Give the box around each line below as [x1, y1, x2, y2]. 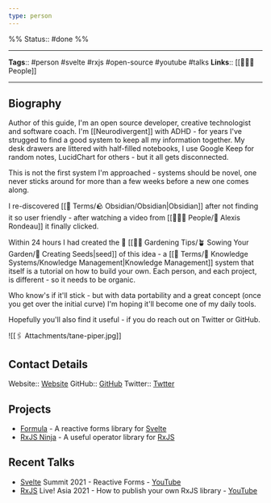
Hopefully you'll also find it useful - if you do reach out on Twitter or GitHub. [8, 315, 261, 325]
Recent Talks [8, 455, 75, 469]
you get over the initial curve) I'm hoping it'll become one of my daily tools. [8, 300, 256, 309]
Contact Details [8, 357, 89, 371]
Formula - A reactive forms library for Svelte [19, 424, 167, 434]
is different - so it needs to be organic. [8, 275, 135, 285]
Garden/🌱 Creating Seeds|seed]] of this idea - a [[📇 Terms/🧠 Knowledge [8, 249, 248, 259]
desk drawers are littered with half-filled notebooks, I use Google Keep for [8, 144, 255, 153]
